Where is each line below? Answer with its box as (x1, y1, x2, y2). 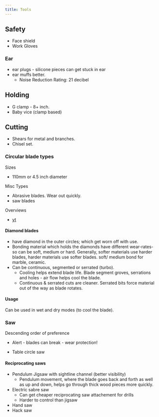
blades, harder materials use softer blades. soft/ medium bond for (12, 254, 144, 260)
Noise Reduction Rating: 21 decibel (19, 76, 89, 83)
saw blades (12, 198, 35, 203)
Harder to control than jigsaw (19, 397, 78, 403)
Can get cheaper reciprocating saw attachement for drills (19, 392, 134, 398)
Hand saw (12, 402, 32, 408)
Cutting (5, 123, 28, 131)
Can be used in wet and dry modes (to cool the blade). (5, 307, 114, 313)
